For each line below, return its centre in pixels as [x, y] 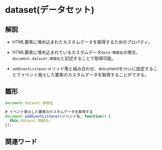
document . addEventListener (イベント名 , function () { [58, 116]
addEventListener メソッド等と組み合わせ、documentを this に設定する [83, 69]
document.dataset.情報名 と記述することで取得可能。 [64, 58]
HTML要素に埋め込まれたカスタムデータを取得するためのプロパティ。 [82, 42]
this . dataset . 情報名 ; [30, 121]
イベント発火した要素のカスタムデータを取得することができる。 [85, 75]
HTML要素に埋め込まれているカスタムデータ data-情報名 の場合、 [76, 52]
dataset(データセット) [50, 10]
